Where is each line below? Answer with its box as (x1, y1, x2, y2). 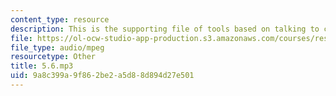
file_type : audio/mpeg (10, 42, 105, 53)
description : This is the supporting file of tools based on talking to (10, 24, 320, 34)
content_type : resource (10, 14, 110, 25)
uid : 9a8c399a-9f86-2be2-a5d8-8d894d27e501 (10, 71, 195, 81)
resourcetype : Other (10, 52, 97, 62)
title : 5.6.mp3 (10, 61, 74, 71)
